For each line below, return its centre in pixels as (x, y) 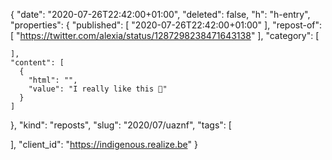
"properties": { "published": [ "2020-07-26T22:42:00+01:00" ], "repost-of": (166, 25)
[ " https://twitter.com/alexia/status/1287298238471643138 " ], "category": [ (165, 35)
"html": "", (53, 80)
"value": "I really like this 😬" (98, 89)
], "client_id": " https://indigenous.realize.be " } (104, 144)
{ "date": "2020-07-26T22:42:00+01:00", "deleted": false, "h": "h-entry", (160, 14)
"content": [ (37, 63)
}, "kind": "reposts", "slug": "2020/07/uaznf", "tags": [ (121, 125)
